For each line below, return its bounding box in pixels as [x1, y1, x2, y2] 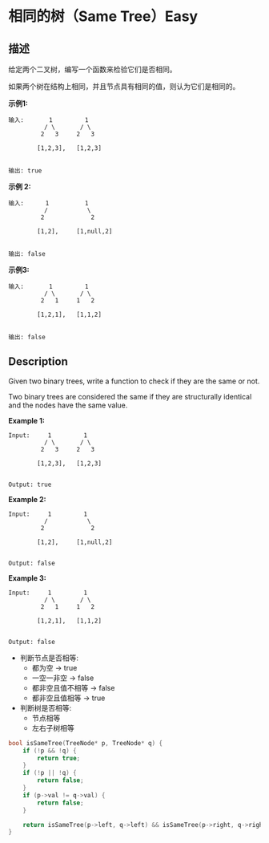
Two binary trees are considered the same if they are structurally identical [8, 391, 252, 401]
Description [8, 355, 68, 369]
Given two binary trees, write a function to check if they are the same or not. [8, 376, 260, 386]
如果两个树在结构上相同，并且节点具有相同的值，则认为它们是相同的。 [8, 82, 240, 91]
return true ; [37, 754, 81, 762]
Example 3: [8, 573, 46, 582]
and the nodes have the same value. [8, 400, 128, 410]
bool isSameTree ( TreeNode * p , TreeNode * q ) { [8, 739, 163, 747]
